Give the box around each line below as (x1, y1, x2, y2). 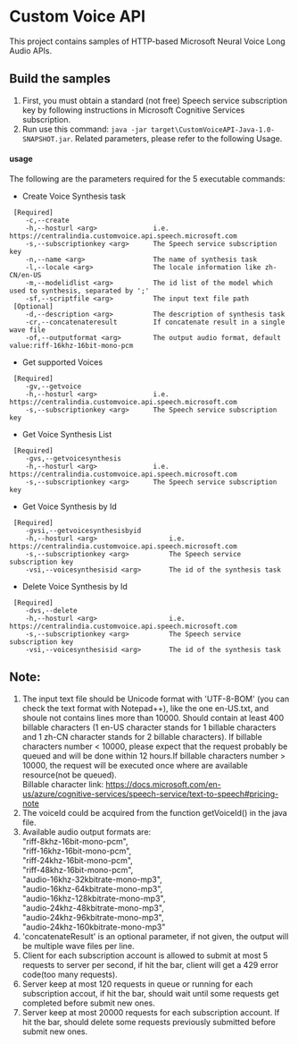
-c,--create (25, 216, 70, 225)
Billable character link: (21, 778, 104, 789)
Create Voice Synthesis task (21, 191, 127, 201)
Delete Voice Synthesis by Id (21, 581, 128, 591)
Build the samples (9, 72, 112, 87)
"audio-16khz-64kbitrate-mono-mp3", (21, 883, 163, 894)
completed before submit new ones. (21, 997, 155, 1008)
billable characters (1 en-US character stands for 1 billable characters (21, 722, 277, 733)
